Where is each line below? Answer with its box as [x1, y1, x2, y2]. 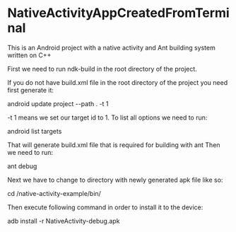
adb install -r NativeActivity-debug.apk [7, 216, 120, 225]
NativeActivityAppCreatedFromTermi [7, 5, 230, 21]
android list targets [7, 127, 62, 135]
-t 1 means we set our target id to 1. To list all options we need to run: [7, 113, 208, 122]
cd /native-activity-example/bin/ [7, 189, 101, 197]
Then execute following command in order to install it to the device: [7, 203, 203, 211]
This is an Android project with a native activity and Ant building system [7, 43, 216, 52]
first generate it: [7, 86, 54, 94]
